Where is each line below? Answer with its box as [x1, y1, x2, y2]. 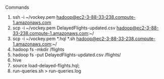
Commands [5, 5, 29, 10]
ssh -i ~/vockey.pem [12, 14, 56, 20]
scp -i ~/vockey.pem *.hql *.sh [12, 35, 76, 42]
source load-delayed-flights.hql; [12, 63, 80, 68]
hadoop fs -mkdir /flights [12, 47, 65, 52]
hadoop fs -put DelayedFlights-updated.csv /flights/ [12, 52, 121, 58]
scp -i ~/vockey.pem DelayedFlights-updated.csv [12, 25, 116, 31]
